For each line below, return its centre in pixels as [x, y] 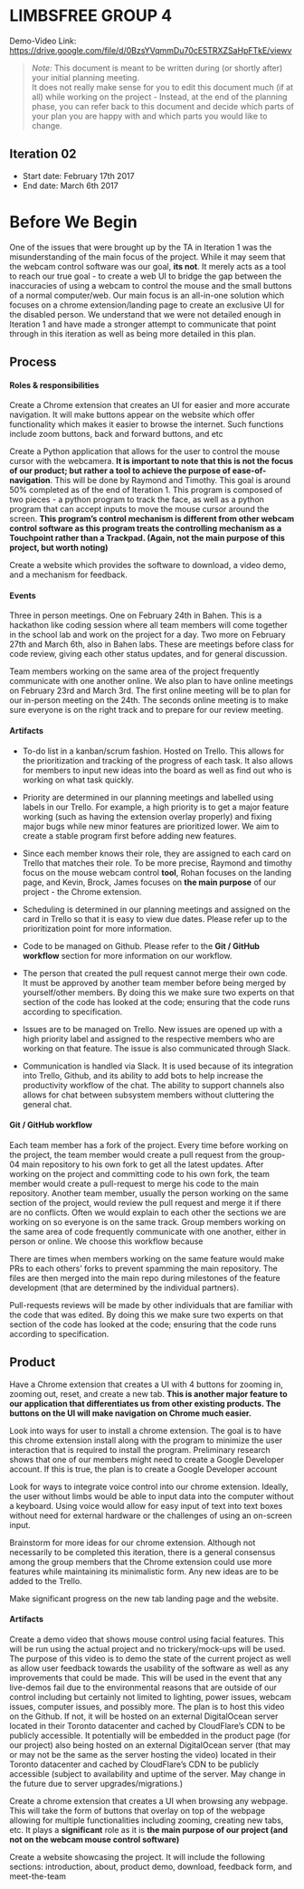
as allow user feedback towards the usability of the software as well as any [149, 1668]
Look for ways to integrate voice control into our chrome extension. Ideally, [149, 1486]
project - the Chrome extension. [82, 891]
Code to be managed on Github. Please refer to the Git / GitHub [141, 945]
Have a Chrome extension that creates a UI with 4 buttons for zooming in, [146, 1384]
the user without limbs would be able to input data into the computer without [152, 1496]
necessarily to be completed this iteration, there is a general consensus [142, 1552]
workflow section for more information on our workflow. [127, 955]
